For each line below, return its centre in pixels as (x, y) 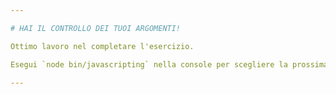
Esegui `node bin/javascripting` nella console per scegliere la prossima (169, 64)
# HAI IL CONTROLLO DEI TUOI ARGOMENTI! (96, 28)
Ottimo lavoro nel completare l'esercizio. (102, 46)
